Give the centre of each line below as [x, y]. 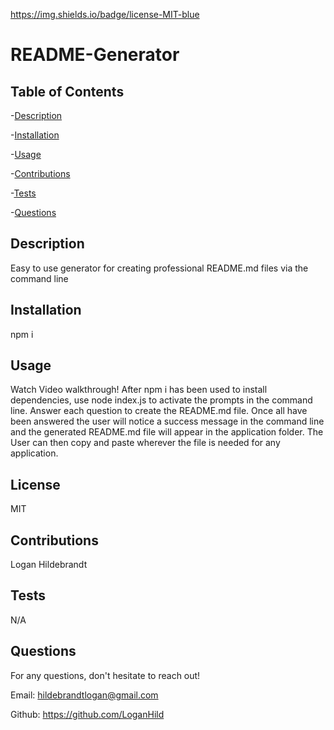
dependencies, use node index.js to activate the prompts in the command [161, 400]
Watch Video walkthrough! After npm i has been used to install [139, 390]
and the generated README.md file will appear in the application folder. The [167, 432]
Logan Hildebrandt [49, 565]
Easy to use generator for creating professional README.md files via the [159, 268]
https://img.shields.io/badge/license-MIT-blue [105, 14]
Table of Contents [67, 91]
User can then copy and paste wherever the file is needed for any [145, 443]
